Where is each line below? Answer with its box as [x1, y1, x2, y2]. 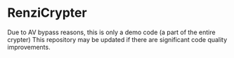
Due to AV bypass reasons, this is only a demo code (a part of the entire [7, 28, 216, 36]
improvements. [7, 43, 51, 51]
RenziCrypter [7, 5, 87, 21]
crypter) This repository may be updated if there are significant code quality [7, 35, 228, 43]
